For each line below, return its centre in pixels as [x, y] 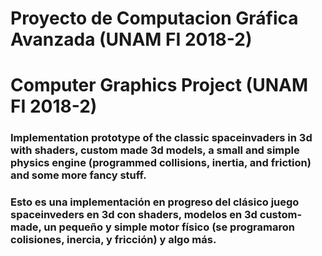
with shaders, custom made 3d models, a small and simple [155, 150]
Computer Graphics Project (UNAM [159, 85]
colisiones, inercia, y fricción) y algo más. [113, 240]
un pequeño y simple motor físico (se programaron [169, 227]
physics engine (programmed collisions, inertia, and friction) [161, 163]
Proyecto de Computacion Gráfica [154, 18]
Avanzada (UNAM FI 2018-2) [131, 39]
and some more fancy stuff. [78, 175]
